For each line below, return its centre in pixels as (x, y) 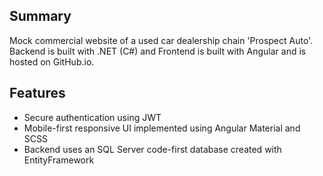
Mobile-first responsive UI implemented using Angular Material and (162, 128)
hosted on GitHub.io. (52, 61)
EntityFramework (59, 160)
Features (37, 93)
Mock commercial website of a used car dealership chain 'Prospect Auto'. (161, 40)
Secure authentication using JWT (92, 117)
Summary (40, 16)
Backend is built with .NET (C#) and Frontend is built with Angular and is (158, 51)
